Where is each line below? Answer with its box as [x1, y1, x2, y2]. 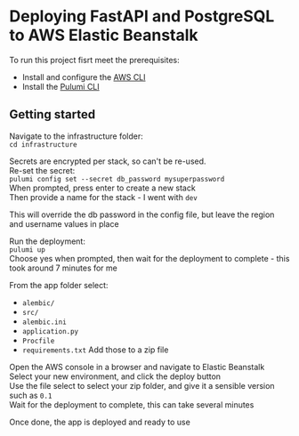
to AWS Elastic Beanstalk [9, 25, 198, 45]
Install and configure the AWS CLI [21, 71, 146, 82]
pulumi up [9, 245, 46, 254]
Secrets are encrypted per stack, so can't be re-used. [9, 156, 206, 166]
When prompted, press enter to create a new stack [9, 182, 196, 193]
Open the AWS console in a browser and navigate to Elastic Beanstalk [9, 361, 265, 372]
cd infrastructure [9, 140, 77, 149]
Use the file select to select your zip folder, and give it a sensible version [9, 380, 275, 391]
